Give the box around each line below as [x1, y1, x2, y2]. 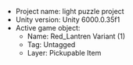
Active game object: [15, 23, 81, 32]
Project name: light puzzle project [15, 7, 124, 16]
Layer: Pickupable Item [27, 49, 102, 57]
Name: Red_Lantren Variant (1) [27, 31, 125, 41]
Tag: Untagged [27, 40, 76, 49]
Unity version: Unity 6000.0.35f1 [15, 15, 120, 24]
